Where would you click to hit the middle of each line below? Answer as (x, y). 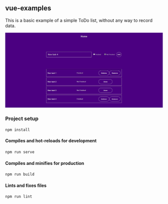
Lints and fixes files (26, 185)
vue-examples (28, 8)
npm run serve (20, 152)
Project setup (22, 119)
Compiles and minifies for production (45, 163)
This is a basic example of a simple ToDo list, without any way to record (79, 20)
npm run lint (19, 197)
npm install (17, 130)
